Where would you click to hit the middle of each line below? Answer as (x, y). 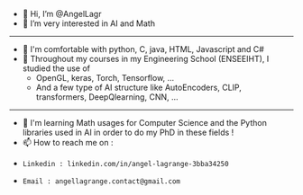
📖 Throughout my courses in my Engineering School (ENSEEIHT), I (146, 59)
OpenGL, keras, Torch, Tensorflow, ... (105, 78)
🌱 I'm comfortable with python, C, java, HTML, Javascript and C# (143, 49)
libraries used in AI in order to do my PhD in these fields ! (128, 132)
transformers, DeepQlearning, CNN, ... (107, 97)
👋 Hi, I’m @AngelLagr (62, 14)
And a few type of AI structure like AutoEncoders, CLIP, (138, 87)
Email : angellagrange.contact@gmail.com (101, 182)
